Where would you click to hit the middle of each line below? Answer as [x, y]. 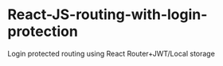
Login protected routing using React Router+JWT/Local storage [111, 53]
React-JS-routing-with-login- [108, 15]
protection [43, 31]
